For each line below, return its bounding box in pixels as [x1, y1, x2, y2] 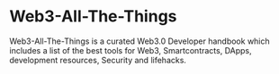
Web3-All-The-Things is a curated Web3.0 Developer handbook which [9, 36, 270, 46]
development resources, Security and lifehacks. [9, 54, 187, 65]
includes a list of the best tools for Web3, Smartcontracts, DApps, [9, 45, 252, 55]
